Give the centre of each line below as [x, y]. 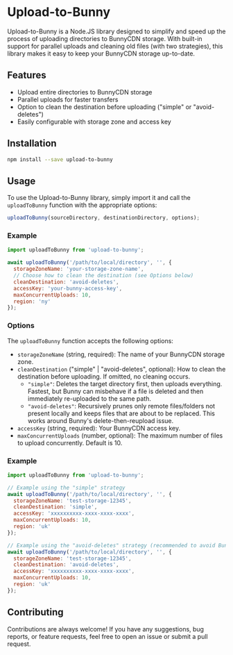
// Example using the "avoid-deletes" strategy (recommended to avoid [111, 545]
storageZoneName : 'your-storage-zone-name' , [79, 269]
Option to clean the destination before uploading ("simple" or [104, 107]
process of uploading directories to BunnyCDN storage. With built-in [105, 38]
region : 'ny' [32, 301]
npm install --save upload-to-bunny [60, 159]
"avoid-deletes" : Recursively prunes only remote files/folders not [121, 406]
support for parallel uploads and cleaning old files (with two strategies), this [115, 46]
